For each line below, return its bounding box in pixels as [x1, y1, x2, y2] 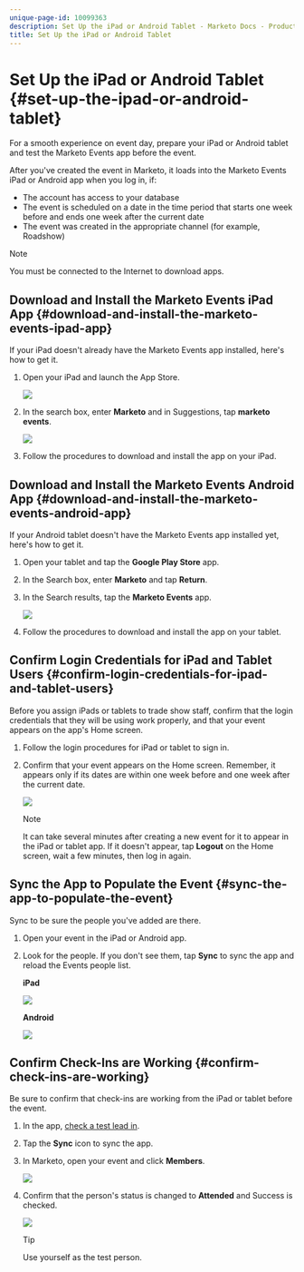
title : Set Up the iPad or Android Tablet [9, 30, 172, 39]
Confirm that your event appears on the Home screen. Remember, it [22, 759, 276, 770]
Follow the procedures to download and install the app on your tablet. [22, 626, 282, 637]
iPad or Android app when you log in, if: [9, 174, 157, 186]
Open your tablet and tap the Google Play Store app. [22, 556, 220, 567]
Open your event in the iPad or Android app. [22, 932, 187, 944]
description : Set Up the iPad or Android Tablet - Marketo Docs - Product [9, 22, 298, 31]
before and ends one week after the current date [22, 211, 204, 222]
